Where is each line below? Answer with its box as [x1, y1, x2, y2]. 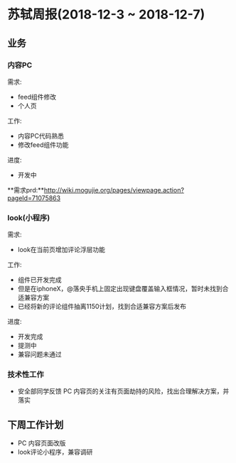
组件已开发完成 [17, 276, 62, 284]
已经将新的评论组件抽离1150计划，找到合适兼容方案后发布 [17, 303, 187, 311]
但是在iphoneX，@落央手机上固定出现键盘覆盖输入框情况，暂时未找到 [17, 285, 222, 293]
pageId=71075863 [7, 193, 61, 202]
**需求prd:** [7, 185, 45, 194]
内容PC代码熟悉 [17, 131, 64, 140]
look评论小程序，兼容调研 [17, 448, 93, 457]
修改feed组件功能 [17, 140, 69, 149]
